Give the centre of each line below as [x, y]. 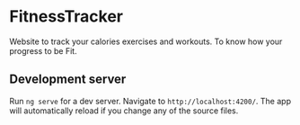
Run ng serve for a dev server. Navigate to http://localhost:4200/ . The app [150, 101]
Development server [68, 80]
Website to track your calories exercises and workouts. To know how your [146, 41]
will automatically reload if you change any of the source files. [124, 111]
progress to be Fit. [44, 50]
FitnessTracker [66, 17]
